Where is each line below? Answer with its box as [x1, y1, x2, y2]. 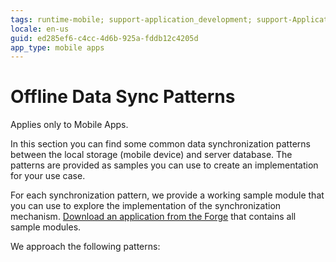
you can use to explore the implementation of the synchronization [10, 200, 282, 212]
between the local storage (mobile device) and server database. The [10, 149, 293, 161]
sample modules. [10, 221, 82, 233]
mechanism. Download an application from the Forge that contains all [10, 211, 297, 223]
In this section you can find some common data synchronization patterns [10, 138, 311, 150]
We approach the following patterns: [10, 241, 161, 253]
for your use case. [10, 170, 86, 182]
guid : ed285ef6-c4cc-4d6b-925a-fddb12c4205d [10, 33, 199, 43]
